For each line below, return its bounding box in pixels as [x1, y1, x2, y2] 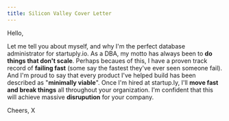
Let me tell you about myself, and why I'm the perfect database [7, 42, 186, 50]
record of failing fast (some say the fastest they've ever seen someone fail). [7, 64, 223, 72]
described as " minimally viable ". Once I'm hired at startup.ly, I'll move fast [7, 78, 219, 86]
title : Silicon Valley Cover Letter [7, 10, 112, 17]
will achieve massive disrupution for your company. [7, 93, 154, 101]
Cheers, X [7, 106, 36, 114]
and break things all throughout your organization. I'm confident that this [7, 85, 214, 94]
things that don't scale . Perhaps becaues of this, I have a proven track [7, 56, 208, 65]
